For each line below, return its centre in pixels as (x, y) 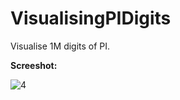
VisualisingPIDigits (91, 18)
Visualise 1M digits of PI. (60, 46)
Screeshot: (34, 65)
